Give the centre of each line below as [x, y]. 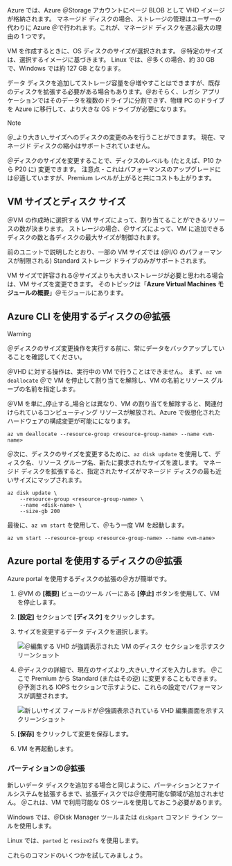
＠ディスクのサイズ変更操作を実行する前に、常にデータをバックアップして [113, 348]
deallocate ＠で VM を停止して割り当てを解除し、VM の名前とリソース [108, 380]
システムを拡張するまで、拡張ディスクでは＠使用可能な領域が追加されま [116, 793]
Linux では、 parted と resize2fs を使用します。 [75, 840]
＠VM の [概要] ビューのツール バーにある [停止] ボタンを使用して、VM [118, 594]
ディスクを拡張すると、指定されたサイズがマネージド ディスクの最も [118, 471]
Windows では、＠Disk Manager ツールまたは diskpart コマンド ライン [108, 817]
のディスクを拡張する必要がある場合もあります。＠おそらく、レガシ [104, 92]
